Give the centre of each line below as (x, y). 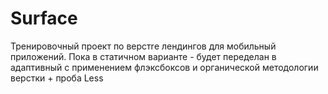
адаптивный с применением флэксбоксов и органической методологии (164, 67)
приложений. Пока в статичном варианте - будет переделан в (143, 56)
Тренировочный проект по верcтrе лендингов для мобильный (143, 46)
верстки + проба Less (57, 78)
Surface (44, 18)
